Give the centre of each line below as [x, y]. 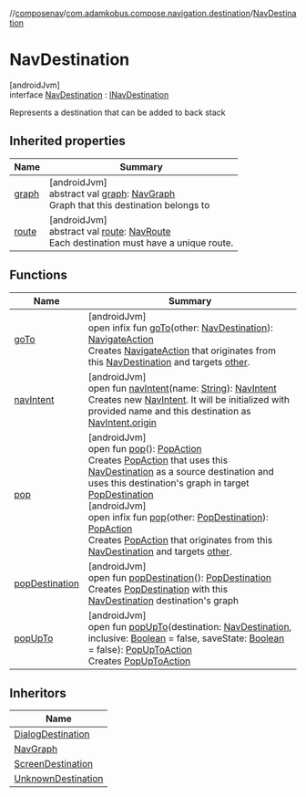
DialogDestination [52, 734]
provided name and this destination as [170, 411]
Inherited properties [67, 141]
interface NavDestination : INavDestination [89, 94]
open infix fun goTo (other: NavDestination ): [180, 328]
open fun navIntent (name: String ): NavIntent [182, 388]
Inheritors [38, 693]
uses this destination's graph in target [168, 483]
